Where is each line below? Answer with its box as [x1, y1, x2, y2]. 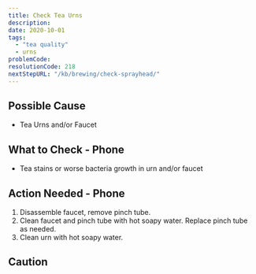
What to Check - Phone [8, 143, 124, 156]
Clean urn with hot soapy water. [19, 233, 124, 243]
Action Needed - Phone [8, 187, 125, 200]
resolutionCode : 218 [8, 63, 76, 71]
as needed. [19, 224, 57, 234]
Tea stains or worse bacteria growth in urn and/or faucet [19, 164, 203, 173]
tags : [8, 33, 26, 42]
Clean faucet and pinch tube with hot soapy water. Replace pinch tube [19, 216, 248, 225]
